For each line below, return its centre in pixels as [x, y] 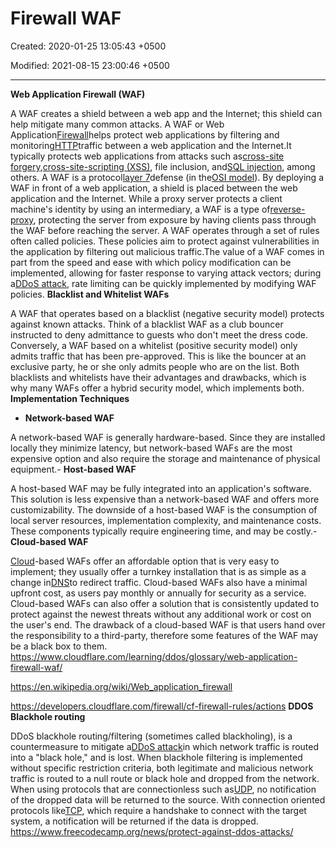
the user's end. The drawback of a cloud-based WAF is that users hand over [168, 624]
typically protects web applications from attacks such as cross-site [147, 156]
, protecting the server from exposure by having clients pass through [175, 219]
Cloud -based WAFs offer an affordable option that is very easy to [145, 561]
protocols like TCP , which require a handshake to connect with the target [158, 810]
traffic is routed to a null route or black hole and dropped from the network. [165, 778]
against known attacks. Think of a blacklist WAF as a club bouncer [147, 324]
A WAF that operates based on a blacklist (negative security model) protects [167, 313]
